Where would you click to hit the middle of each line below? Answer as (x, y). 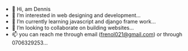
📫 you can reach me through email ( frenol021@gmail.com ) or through (97, 34)
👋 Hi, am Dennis (31, 9)
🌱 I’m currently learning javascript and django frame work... (84, 21)
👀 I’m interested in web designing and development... (76, 15)
